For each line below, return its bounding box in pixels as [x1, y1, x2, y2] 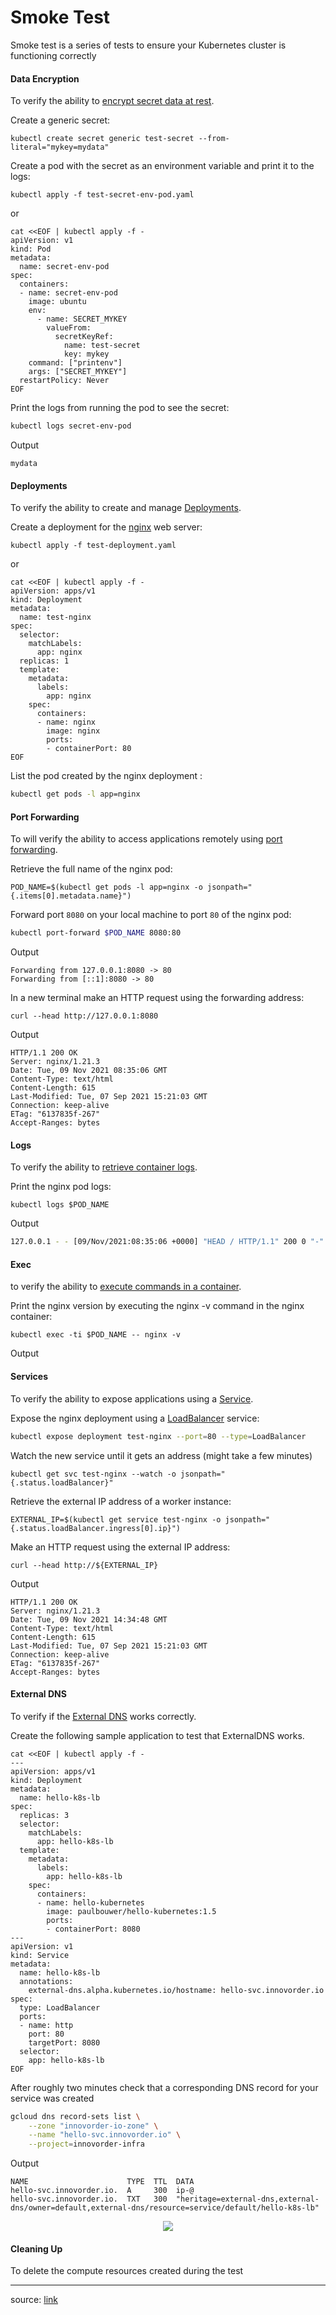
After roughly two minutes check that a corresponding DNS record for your [10, 2081, 319, 2093]
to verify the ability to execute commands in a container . [10, 1281, 242, 1293]
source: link [10, 2294, 58, 2306]
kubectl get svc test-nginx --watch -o [10, 1469, 177, 1479]
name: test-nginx [19, 612, 92, 623]
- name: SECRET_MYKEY [36, 314, 128, 325]
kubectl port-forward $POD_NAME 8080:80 [10, 928, 182, 938]
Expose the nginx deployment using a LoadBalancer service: [10, 1412, 260, 1424]
